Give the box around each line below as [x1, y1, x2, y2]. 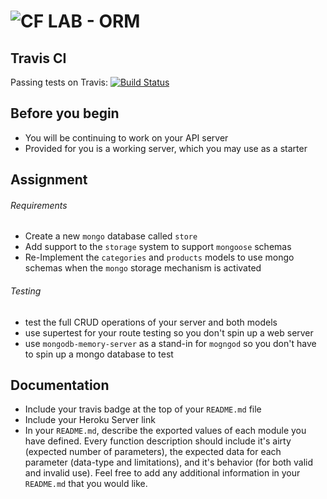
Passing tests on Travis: [10, 76, 108, 88]
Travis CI [10, 50, 67, 67]
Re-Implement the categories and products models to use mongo [24, 251, 295, 264]
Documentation [10, 377, 110, 394]
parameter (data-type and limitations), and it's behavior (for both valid [24, 456, 314, 469]
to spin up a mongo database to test [24, 348, 174, 360]
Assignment [10, 171, 88, 189]
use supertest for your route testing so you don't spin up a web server [24, 326, 314, 339]
